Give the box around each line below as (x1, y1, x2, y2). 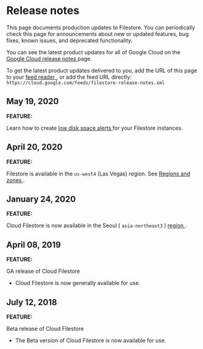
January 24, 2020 (6, 194, 76, 204)
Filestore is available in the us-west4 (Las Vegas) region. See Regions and (6, 170, 191, 177)
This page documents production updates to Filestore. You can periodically (6, 24, 195, 31)
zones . (6, 176, 25, 183)
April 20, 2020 (6, 142, 63, 152)
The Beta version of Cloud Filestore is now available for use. (15, 337, 166, 344)
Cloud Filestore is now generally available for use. (15, 280, 140, 287)
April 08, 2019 (6, 239, 61, 250)
